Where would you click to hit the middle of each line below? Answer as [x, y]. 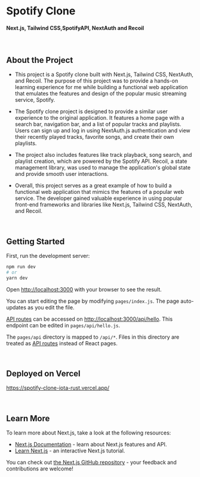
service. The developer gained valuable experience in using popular [98, 198]
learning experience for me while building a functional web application [101, 87]
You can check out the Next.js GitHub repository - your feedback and [92, 463]
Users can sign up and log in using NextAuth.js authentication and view [103, 130]
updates [16, 307]
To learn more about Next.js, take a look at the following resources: [89, 433]
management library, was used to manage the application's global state [103, 168]
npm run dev [21, 267]
